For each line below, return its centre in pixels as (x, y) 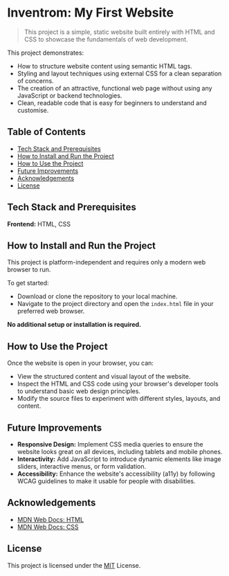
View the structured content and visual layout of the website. (104, 377)
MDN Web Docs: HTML (51, 519)
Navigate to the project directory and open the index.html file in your (116, 304)
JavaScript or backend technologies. (70, 96)
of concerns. (35, 80)
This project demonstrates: (46, 53)
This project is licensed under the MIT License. (74, 565)
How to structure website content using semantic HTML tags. (104, 66)
